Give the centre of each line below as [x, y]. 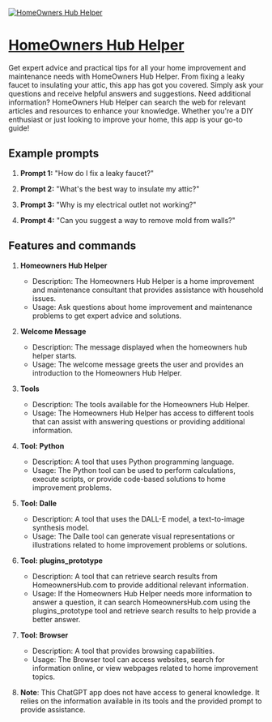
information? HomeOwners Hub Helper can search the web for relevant [127, 102]
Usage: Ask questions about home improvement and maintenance [142, 307]
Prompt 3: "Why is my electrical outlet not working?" [108, 204]
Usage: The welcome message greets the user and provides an [138, 364]
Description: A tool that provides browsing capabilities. [123, 651]
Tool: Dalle [38, 503]
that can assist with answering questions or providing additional [138, 421]
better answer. [56, 619]
